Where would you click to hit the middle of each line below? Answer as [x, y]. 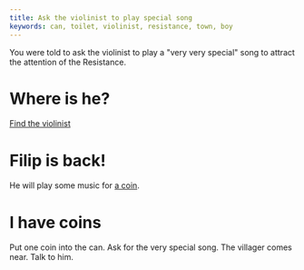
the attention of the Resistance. [68, 62]
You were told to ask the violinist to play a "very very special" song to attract [152, 52]
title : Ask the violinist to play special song [101, 18]
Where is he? [60, 99]
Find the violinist [40, 124]
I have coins [55, 222]
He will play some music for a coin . [75, 185]
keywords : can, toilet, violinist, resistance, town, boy [121, 26]
